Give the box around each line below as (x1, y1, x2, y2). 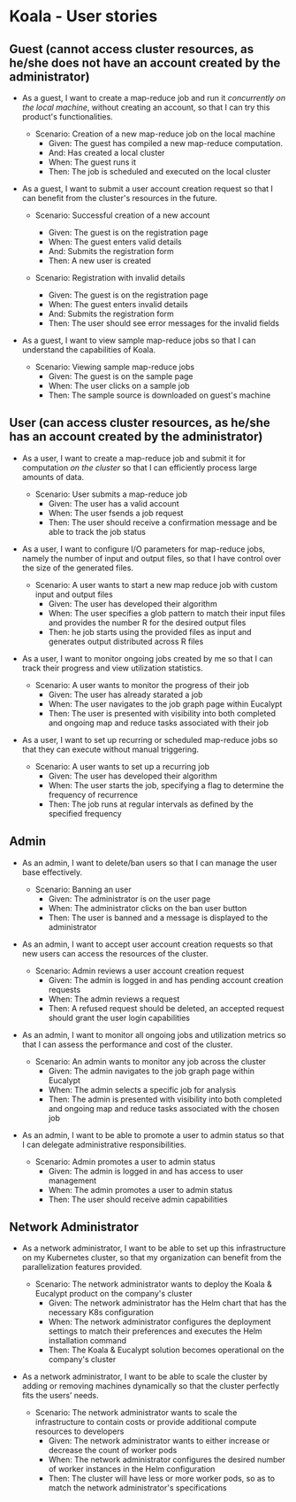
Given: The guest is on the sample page (48, 371, 194, 382)
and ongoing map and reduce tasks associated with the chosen (48, 1103, 280, 1113)
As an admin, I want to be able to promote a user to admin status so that (21, 1129, 285, 1140)
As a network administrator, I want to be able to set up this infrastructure (21, 1243, 286, 1254)
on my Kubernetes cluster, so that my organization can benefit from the (21, 1252, 282, 1263)
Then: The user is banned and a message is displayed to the (48, 912, 269, 923)
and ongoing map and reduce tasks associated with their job (48, 717, 269, 728)
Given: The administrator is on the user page (48, 893, 211, 904)
